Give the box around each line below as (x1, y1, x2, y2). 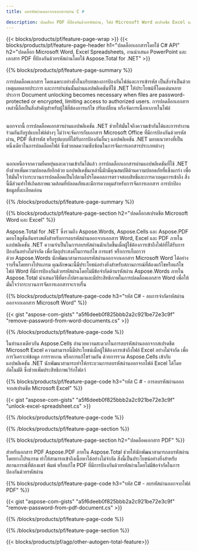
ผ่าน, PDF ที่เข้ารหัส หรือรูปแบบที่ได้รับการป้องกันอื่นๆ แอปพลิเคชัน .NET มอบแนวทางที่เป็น (6, 136, 184, 143)
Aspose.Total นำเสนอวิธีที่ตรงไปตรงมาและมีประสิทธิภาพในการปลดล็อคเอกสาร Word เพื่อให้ (6, 274, 189, 281)
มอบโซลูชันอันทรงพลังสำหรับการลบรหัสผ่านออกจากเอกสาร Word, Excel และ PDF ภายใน (6, 234, 183, 241)
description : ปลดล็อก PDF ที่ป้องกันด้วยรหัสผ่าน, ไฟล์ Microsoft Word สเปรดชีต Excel (6, 19, 186, 25)
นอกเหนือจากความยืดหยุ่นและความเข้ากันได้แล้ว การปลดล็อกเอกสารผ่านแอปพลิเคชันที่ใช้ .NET (6, 160, 188, 167)
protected (6, 97, 30, 104)
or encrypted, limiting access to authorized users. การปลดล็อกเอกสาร (30, 97, 189, 104)
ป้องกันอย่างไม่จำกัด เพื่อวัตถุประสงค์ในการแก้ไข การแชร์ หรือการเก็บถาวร (6, 248, 146, 255)
